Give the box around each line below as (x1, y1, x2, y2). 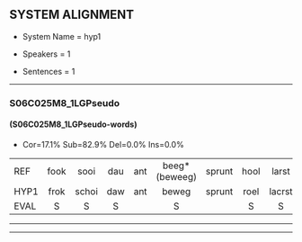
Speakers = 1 (22, 49, 71, 59)
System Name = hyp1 (22, 31, 102, 41)
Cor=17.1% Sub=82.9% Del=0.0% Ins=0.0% (22, 139, 184, 149)
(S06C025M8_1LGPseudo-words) (9, 119, 138, 130)
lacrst (269, 184, 294, 197)
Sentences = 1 (22, 66, 75, 76)
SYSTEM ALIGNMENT (9, 7, 135, 22)
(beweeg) (155, 170, 198, 183)
